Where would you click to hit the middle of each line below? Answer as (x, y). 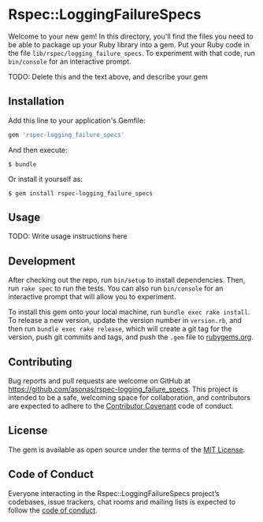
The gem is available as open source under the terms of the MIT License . (127, 450)
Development (42, 261)
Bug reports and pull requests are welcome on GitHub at (100, 381)
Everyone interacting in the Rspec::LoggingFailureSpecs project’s (114, 493)
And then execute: (38, 150)
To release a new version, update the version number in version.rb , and (125, 320)
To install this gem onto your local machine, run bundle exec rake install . (129, 312)
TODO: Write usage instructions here (68, 236)
